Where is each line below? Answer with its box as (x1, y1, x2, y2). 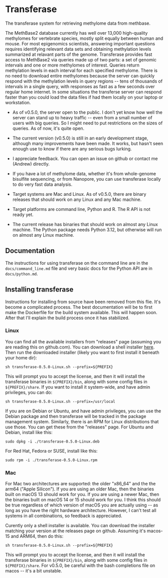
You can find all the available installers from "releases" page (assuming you (5, 338, 161, 344)
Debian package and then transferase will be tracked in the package (5, 413, 146, 419)
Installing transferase (5, 285, 74, 294)
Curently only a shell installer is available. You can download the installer (5, 523, 155, 529)
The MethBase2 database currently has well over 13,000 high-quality (5, 30, 148, 36)
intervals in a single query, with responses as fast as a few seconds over (5, 83, 155, 89)
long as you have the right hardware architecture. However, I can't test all (5, 508, 156, 514)
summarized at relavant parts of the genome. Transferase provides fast (5, 51, 152, 57)
